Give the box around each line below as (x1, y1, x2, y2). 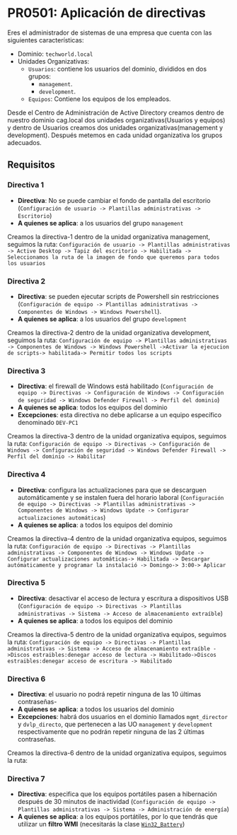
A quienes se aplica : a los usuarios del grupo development (17, 315, 187, 323)
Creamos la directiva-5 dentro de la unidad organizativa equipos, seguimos (7, 630, 227, 638)
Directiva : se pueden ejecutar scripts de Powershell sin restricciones (17, 292, 219, 300)
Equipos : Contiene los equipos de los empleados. (28, 94, 171, 103)
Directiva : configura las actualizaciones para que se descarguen (17, 486, 207, 494)
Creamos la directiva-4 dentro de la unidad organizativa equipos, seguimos (7, 534, 227, 542)
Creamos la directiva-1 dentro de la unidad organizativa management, (7, 232, 211, 241)
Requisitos (7, 159, 55, 171)
